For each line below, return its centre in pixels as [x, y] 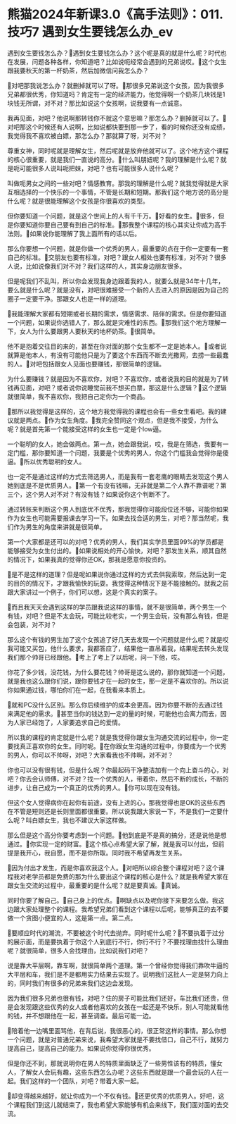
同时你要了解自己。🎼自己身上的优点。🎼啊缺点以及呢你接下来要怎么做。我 [113, 900]
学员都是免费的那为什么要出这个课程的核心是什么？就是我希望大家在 [130, 876]
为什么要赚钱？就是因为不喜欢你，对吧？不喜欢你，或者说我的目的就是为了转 [118, 378]
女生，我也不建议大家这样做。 [87, 820]
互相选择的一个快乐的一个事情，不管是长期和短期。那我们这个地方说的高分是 [118, 192]
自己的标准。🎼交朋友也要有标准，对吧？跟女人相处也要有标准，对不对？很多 [117, 257]
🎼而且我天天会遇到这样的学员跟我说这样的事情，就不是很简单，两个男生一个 [117, 607]
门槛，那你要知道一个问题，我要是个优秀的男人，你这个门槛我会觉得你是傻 [121, 452]
